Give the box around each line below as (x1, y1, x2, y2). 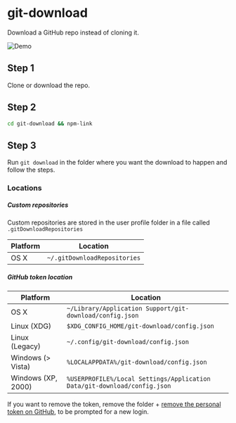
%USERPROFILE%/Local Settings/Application (66, 375, 211, 383)
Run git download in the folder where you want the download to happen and (7, 158, 228, 167)
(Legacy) (11, 341, 41, 351)
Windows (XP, (11, 373, 58, 383)
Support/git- (145, 305, 190, 312)
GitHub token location (7, 272, 73, 281)
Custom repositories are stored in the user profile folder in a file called (7, 218, 211, 227)
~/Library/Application (66, 305, 143, 312)
